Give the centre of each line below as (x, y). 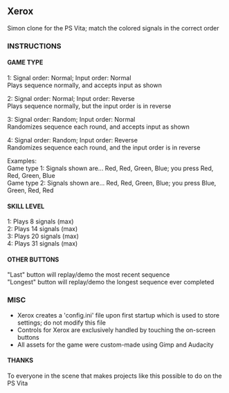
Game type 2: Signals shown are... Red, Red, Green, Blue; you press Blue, (112, 183)
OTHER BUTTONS (33, 259)
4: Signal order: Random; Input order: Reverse (73, 140)
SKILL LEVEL (26, 206)
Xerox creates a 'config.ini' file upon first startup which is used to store (118, 315)
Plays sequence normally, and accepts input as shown (85, 85)
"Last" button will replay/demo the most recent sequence (89, 275)
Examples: (22, 161)
